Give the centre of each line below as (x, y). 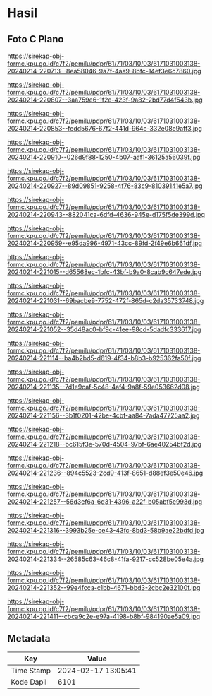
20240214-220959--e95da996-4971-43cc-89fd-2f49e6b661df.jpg (105, 243)
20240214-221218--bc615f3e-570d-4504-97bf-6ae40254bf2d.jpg (105, 444)
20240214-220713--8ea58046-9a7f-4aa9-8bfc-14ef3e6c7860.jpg (105, 71)
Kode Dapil (29, 682)
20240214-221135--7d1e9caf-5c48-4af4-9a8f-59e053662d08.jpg (104, 387)
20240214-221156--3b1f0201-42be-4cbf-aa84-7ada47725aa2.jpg (104, 415)
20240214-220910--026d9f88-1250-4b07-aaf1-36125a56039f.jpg (104, 157)
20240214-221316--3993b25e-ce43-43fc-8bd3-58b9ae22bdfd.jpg (106, 530)
